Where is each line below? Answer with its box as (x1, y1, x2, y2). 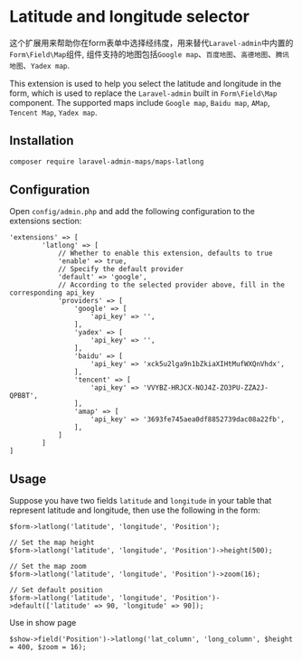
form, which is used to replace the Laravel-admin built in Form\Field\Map (9, 88, 278, 99)
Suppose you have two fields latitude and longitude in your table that (9, 495, 272, 506)
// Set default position (9, 586, 103, 595)
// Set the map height (9, 538, 95, 548)
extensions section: (9, 215, 82, 227)
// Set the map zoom (9, 562, 88, 571)
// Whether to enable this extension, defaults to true (57, 249, 273, 259)
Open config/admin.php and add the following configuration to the (9, 206, 256, 217)
